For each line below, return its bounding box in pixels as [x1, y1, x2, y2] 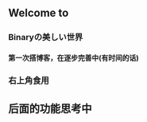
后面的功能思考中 [8, 102, 92, 116]
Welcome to [8, 6, 69, 20]
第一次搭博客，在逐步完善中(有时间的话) [8, 53, 139, 62]
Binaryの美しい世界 [8, 32, 83, 43]
